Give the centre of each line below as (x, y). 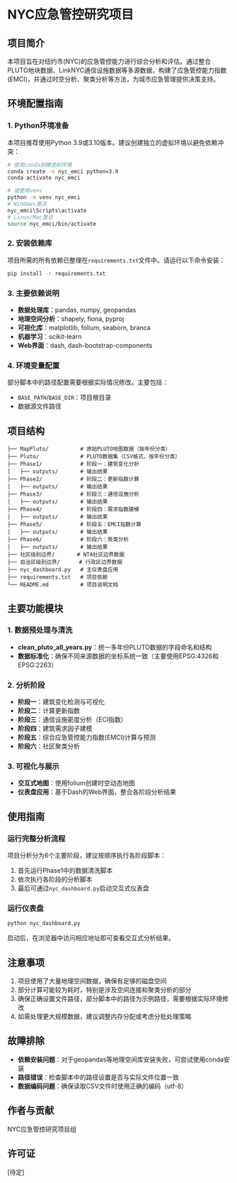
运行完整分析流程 (36, 839)
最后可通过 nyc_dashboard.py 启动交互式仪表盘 (83, 888)
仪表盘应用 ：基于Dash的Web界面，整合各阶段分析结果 (97, 792)
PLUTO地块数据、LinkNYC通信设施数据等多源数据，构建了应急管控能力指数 (117, 70)
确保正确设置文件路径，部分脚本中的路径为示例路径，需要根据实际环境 (120, 999)
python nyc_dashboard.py (44, 924)
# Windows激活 (27, 204)
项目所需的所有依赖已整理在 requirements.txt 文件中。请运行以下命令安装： (116, 260)
